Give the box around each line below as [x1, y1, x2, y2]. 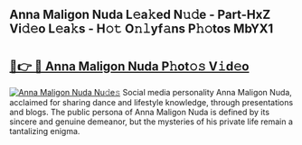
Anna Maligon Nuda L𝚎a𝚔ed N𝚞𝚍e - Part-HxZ [9, 7, 271, 23]
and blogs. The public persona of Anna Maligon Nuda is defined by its [9, 107, 269, 117]
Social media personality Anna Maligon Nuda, [122, 87, 292, 97]
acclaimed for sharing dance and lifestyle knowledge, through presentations [9, 97, 294, 107]
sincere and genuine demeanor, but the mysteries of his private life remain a [9, 116, 294, 127]
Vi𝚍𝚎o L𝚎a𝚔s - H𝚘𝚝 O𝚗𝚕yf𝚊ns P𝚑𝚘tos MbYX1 [9, 22, 274, 37]
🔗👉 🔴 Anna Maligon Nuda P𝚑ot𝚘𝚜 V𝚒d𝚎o [9, 59, 250, 74]
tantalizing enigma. [9, 126, 80, 136]
